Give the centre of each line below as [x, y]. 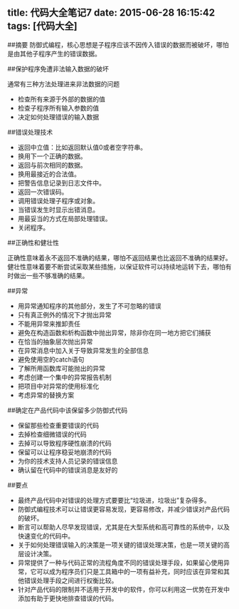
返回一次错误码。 [43, 192]
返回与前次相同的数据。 [52, 165]
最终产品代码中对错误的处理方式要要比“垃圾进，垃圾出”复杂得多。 [114, 500]
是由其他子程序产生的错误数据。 [54, 53]
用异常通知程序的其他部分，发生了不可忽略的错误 [89, 306]
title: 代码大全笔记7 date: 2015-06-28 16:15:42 [111, 13]
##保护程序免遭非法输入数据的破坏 [58, 68]
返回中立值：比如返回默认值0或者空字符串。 [82, 147]
